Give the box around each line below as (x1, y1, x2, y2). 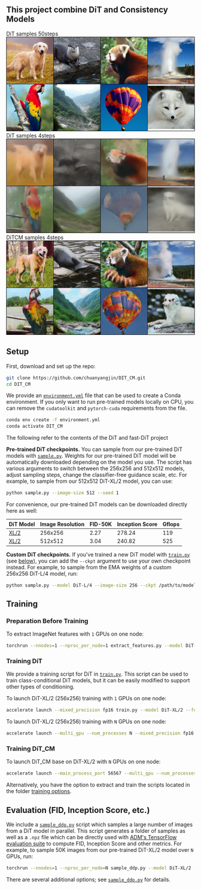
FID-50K (89, 521, 112, 528)
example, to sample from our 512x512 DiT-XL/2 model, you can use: (6, 477, 173, 485)
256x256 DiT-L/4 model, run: (6, 570, 78, 577)
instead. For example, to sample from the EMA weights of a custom (6, 563, 172, 571)
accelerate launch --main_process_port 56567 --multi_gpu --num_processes (6, 770, 197, 776)
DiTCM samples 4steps (6, 234, 64, 241)
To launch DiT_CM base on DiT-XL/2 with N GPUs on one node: (6, 758, 161, 766)
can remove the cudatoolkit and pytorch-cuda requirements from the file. (6, 404, 187, 412)
